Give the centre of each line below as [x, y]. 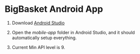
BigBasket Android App [54, 9]
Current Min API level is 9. [38, 47]
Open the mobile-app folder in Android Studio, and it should [73, 32]
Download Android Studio [38, 23]
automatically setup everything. [44, 38]
